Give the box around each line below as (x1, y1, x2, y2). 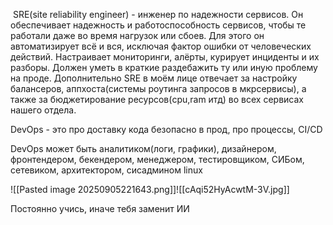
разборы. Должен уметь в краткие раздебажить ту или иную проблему (10, 62, 318, 73)
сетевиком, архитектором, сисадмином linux (10, 164, 203, 176)
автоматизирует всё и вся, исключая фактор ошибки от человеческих (10, 40, 312, 52)
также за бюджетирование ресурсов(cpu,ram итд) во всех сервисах (10, 94, 304, 105)
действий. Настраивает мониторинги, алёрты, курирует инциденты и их (10, 51, 320, 63)
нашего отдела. (10, 104, 77, 116)
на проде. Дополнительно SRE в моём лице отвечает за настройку (10, 72, 298, 84)
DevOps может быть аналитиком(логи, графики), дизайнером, (10, 143, 277, 154)
